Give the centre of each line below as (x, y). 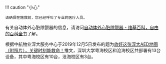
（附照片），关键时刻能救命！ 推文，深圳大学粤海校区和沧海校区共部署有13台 (83, 50)
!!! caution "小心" (22, 7)
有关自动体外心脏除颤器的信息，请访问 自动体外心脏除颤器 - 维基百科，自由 (82, 27)
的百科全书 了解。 (23, 33)
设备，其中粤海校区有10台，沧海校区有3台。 (50, 57)
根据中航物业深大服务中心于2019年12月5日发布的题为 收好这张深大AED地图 (82, 44)
